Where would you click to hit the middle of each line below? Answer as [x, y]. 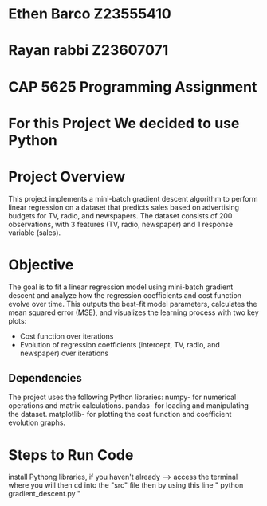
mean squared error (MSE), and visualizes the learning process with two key [133, 312]
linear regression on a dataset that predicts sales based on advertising [124, 207]
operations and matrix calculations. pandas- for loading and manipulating [129, 406]
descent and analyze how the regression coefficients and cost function [125, 295]
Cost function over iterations [67, 336]
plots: [18, 320]
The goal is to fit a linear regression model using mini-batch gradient [121, 287]
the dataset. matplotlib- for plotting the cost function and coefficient [120, 414]
